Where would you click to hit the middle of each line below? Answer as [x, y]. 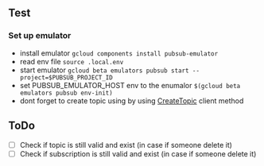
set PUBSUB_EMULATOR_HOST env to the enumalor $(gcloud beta [130, 85]
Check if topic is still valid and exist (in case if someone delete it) [126, 145]
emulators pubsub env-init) [66, 93]
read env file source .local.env [72, 61]
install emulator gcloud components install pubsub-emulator [119, 53]
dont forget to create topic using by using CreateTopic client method [132, 100]
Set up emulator [40, 36]
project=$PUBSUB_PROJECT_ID [66, 77]
